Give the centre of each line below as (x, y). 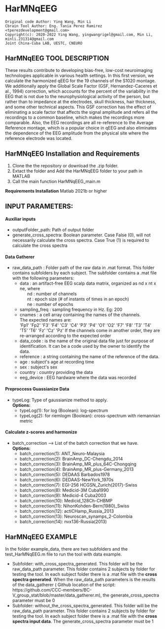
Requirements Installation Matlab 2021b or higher (56, 191)
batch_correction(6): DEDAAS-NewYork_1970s (66, 480)
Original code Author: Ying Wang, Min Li (48, 22)
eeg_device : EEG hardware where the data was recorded (78, 378)
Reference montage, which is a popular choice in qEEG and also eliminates (81, 128)
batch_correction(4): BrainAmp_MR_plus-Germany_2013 (77, 469)
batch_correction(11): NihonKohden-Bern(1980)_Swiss (74, 506)
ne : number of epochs (50, 304)
